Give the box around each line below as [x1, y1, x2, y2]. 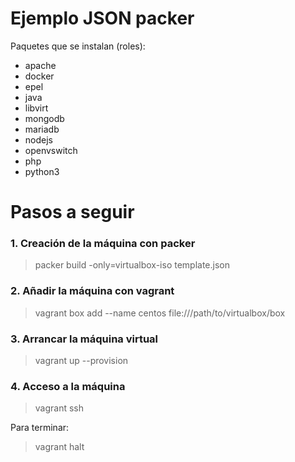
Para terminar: [10, 422, 70, 434]
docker [24, 70, 55, 82]
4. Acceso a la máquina [10, 379, 126, 393]
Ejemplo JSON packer [10, 7, 195, 30]
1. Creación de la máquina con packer [10, 237, 196, 251]
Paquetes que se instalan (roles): [10, 40, 146, 52]
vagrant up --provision [34, 355, 129, 367]
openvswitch [24, 144, 78, 156]
